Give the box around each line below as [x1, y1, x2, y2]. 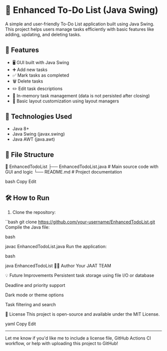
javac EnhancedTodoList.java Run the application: [5, 244, 107, 250]
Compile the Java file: [5, 224, 50, 230]
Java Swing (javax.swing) [12, 131, 65, 137]
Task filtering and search [5, 302, 56, 308]
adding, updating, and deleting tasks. [5, 31, 82, 37]
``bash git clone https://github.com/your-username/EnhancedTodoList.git [5, 219, 156, 225]
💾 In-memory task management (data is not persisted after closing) [12, 92, 150, 98]
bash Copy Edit [5, 178, 36, 184]
